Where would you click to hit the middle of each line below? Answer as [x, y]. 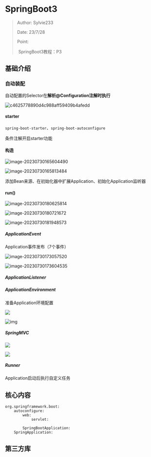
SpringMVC [17, 333]
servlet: [40, 420]
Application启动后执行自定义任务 [38, 378]
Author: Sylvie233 [35, 23]
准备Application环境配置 [29, 303]
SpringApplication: [34, 433]
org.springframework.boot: [32, 407]
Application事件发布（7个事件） [37, 247]
